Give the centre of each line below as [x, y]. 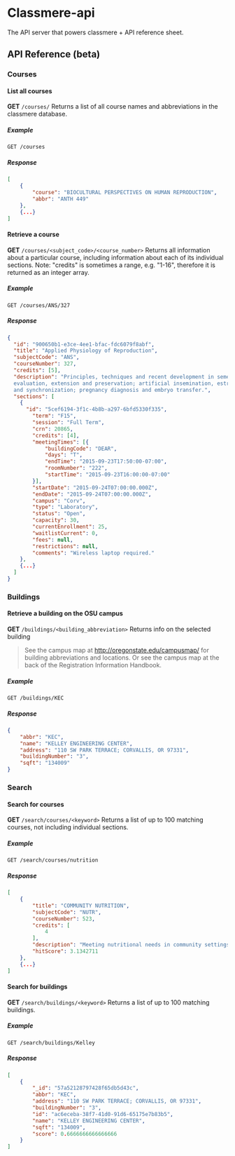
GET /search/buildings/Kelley [51, 1042]
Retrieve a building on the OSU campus [65, 613]
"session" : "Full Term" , [69, 423]
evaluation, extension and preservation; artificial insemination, [114, 383]
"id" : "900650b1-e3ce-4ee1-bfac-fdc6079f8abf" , [84, 344]
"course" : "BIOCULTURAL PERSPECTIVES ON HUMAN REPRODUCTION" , [125, 193]
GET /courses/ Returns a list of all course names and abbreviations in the [113, 107]
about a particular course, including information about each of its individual [115, 257]
